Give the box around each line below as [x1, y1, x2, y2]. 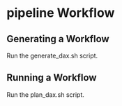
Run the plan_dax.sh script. [6, 90, 85, 99]
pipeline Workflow [6, 5, 115, 21]
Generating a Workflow [6, 33, 109, 45]
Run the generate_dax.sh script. [6, 51, 98, 60]
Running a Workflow [6, 72, 97, 84]
